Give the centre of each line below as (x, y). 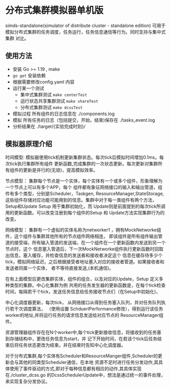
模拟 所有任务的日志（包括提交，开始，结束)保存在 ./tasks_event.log (84, 120)
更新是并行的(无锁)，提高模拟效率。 (60, 170)
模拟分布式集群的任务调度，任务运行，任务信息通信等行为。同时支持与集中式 (85, 32)
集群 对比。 (17, 38)
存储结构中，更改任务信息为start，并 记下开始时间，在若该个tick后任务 (83, 339)
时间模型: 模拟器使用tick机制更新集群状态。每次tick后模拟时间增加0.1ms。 (82, 157)
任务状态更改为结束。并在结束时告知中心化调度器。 (72, 345)
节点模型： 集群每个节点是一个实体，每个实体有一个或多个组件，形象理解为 (84, 181)
